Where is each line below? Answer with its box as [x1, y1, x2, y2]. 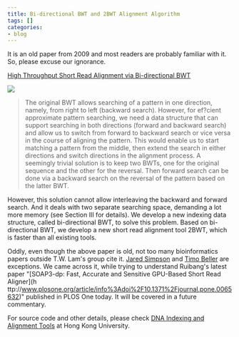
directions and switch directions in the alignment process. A [24, 151, 201, 160]
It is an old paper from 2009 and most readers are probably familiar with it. [7, 50, 227, 58]
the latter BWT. [24, 182, 69, 190]
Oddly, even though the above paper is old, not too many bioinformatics [7, 247, 218, 256]
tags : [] [7, 17, 34, 24]
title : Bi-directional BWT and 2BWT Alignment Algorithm [7, 10, 180, 18]
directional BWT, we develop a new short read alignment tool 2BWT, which [7, 226, 228, 234]
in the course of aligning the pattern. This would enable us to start [24, 136, 219, 145]
